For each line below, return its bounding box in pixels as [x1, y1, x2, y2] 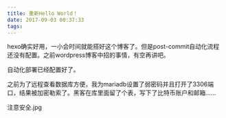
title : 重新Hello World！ [7, 10, 78, 17]
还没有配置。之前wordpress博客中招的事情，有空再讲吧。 [7, 51, 170, 59]
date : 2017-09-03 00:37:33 [7, 16, 84, 23]
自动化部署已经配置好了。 [7, 66, 80, 74]
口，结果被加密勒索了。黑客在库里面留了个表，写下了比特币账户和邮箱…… [7, 88, 216, 97]
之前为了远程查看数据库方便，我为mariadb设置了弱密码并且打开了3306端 [7, 80, 214, 88]
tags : [7, 23, 23, 29]
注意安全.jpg [7, 104, 43, 112]
